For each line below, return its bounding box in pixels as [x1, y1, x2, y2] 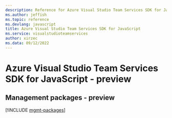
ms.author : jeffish [5, 12, 47, 17]
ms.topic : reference [5, 17, 50, 22]
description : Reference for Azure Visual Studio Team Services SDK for [5, 7, 161, 13]
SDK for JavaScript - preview [5, 73, 132, 84]
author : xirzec [5, 36, 38, 41]
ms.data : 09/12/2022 [5, 41, 50, 46]
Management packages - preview [5, 94, 115, 102]
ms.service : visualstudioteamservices [5, 31, 88, 36]
